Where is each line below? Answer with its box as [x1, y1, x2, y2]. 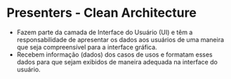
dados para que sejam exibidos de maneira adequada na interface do [16, 57, 218, 66]
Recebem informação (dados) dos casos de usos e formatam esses [16, 50, 213, 59]
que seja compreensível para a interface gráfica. [16, 43, 157, 51]
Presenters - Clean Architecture [6, 5, 197, 21]
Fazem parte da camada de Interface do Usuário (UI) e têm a [16, 28, 193, 36]
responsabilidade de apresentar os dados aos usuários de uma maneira [16, 35, 225, 43]
